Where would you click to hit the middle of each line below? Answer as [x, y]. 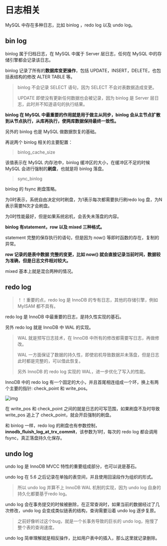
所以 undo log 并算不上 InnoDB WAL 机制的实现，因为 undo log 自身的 [89, 488]
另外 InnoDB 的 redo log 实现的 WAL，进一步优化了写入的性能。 [83, 371]
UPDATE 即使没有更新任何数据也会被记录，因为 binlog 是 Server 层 [86, 98]
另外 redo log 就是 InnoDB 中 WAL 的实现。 [49, 327]
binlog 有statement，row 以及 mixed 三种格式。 [55, 227]
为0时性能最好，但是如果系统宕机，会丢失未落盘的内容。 [63, 216]
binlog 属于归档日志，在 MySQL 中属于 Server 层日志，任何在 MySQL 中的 [82, 53]
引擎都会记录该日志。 [31, 60]
